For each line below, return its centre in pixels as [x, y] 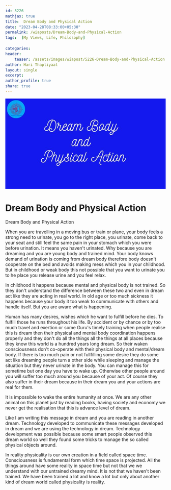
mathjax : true [20, 16]
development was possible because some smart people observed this [79, 434]
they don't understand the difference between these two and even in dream [85, 290]
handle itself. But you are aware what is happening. [59, 307]
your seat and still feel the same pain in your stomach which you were [78, 243]
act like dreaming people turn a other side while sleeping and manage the [82, 360]
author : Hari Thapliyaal [32, 65]
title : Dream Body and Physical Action [49, 21]
